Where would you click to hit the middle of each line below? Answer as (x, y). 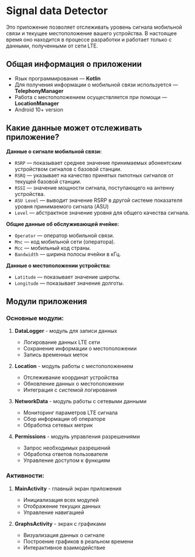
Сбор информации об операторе (64, 419)
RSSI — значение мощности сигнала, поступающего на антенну (94, 188)
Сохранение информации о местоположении (80, 349)
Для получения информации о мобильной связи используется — (96, 85)
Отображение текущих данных (62, 506)
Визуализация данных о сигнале (64, 535)
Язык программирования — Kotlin (57, 78)
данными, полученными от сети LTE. (52, 46)
